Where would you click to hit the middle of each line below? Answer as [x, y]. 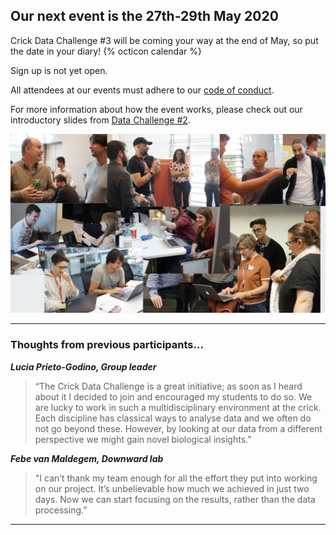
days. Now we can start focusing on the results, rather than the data [175, 499]
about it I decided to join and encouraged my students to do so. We [173, 396]
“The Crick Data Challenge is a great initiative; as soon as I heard [168, 386]
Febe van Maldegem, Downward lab [87, 458]
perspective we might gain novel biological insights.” [143, 439]
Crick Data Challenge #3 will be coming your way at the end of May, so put [164, 40]
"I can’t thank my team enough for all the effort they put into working [176, 478]
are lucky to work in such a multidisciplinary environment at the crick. [178, 407]
